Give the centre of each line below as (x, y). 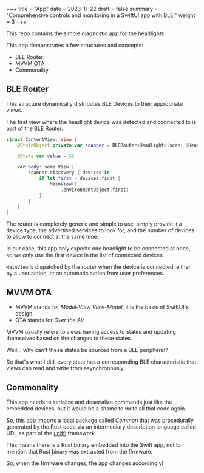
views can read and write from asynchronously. (66, 368)
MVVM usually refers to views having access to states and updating (91, 332)
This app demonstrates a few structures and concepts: (75, 45)
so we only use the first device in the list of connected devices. (85, 255)
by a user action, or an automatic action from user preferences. (86, 274)
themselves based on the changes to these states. (69, 338)
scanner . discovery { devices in (69, 173)
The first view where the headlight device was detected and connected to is (101, 122)
